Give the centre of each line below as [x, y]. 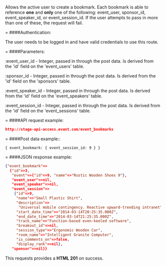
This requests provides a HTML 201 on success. [54, 258]
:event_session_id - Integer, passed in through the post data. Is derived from [83, 105]
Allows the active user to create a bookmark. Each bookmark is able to [77, 7]
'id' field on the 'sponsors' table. [38, 81]
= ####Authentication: [28, 32]
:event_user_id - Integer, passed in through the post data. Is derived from [80, 61]
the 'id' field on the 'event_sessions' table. [48, 111]
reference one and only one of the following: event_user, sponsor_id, [75, 12]
